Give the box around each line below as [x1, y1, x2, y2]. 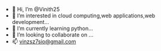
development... [11, 19, 49, 25]
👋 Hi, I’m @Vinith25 [11, 6, 60, 13]
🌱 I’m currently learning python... [11, 25, 93, 32]
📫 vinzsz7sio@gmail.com [11, 38, 76, 45]
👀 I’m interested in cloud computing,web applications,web [11, 12, 156, 19]
